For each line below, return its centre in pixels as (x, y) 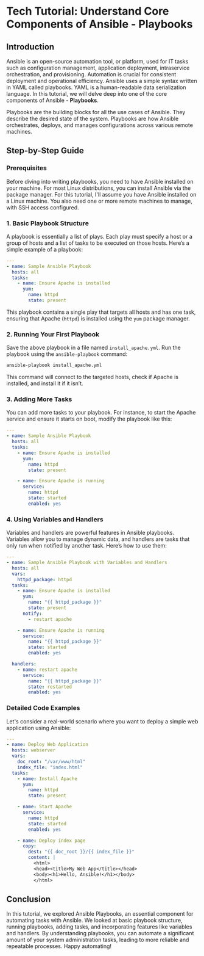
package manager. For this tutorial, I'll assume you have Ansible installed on (101, 194)
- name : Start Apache (44, 807)
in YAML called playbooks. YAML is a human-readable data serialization (96, 87)
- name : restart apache (47, 670)
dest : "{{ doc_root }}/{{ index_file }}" (82, 852)
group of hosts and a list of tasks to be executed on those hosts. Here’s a (98, 243)
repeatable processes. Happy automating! (59, 946)
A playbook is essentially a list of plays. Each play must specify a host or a (100, 236)
